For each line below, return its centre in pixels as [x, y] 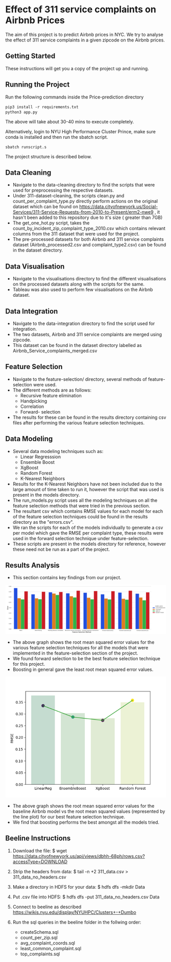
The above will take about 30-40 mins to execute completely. [70, 121]
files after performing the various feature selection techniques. [78, 423]
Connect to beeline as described [47, 907]
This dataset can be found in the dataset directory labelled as [77, 345]
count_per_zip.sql [39, 937]
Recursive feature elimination [51, 395]
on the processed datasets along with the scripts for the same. [78, 284]
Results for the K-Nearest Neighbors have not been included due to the [87, 484]
